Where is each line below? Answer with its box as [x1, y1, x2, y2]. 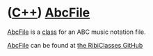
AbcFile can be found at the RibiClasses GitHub [7, 41, 143, 49]
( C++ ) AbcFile [7, 5, 90, 21]
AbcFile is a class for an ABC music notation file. [7, 28, 146, 36]
